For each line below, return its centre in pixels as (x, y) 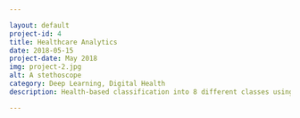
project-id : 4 (36, 34)
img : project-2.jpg (46, 67)
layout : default (39, 25)
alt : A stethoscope (46, 76)
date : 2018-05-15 (42, 50)
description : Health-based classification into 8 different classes (139, 92)
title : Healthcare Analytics (63, 42)
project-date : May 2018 (54, 59)
